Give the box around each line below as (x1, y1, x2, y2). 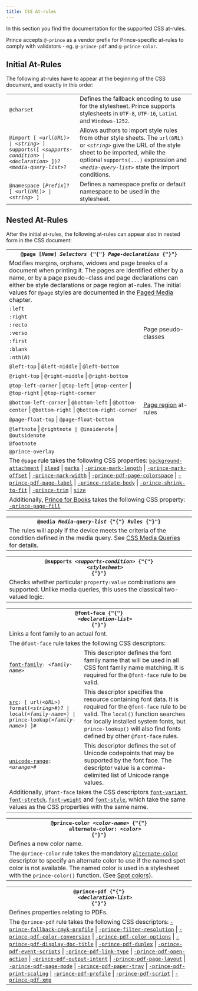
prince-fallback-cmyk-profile (9, 926, 94, 933)
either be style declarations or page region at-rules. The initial (9, 281, 181, 289)
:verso (9, 330, 28, 337)
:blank (9, 346, 28, 353)
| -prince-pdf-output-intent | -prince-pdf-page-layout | (28, 954, 186, 963)
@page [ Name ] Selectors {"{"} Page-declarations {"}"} (20, 251, 178, 258)
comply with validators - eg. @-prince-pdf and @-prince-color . (6, 42, 158, 50)
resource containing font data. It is (84, 695, 179, 703)
